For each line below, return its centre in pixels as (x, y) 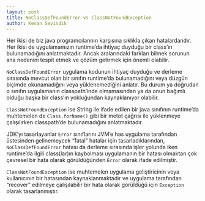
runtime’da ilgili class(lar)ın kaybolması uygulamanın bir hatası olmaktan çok (102, 153)
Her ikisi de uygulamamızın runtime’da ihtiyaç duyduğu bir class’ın (89, 47)
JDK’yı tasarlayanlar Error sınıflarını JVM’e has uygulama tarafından (92, 134)
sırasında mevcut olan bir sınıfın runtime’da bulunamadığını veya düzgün (97, 78)
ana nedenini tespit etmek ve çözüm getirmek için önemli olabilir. (88, 60)
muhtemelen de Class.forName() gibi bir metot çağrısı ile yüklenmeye (93, 116)
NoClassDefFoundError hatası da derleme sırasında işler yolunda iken (92, 147)
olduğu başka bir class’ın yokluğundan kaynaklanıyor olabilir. (83, 97)
